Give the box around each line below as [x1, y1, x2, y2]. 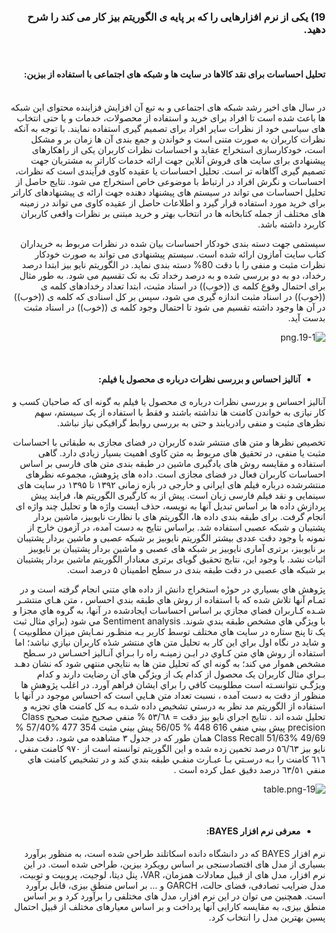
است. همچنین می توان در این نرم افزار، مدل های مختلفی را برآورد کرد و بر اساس [23, 890, 326, 902]
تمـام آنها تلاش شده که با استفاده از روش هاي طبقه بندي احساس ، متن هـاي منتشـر [16, 593, 326, 605]
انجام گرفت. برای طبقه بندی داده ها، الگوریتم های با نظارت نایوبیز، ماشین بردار [33, 510, 326, 522]
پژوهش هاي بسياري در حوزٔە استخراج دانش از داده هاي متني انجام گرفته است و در [19, 583, 326, 595]
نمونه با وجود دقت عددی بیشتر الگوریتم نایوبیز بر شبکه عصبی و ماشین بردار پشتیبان [16, 531, 326, 544]
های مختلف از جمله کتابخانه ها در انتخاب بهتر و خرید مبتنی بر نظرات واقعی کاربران [20, 207, 326, 219]
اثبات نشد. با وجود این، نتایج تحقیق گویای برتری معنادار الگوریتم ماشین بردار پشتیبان [16, 553, 326, 565]
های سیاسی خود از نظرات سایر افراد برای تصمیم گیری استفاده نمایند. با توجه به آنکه [13, 122, 326, 134]
